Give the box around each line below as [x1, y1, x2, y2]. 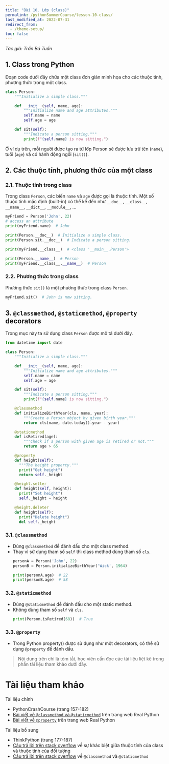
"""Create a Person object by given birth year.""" [23, 415, 136, 421]
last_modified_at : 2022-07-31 [5, 17, 70, 22]
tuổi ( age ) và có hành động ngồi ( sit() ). [5, 151, 89, 157]
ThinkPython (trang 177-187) [12, 737, 73, 743]
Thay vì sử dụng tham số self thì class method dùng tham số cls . [12, 548, 151, 555]
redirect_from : [5, 22, 38, 27]
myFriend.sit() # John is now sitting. [5, 295, 93, 300]
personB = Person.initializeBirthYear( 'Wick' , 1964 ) [12, 563, 128, 569]
